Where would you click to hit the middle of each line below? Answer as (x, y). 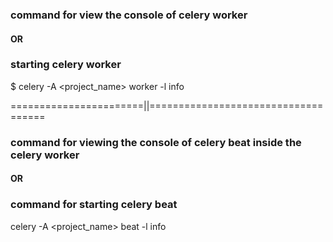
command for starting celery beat (94, 205)
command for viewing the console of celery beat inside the (156, 142)
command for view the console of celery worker (129, 15)
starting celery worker (66, 65)
